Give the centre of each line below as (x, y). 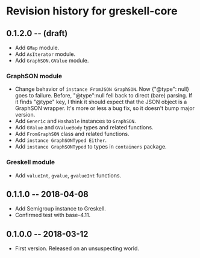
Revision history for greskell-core (92, 11)
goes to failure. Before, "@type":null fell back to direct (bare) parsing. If (104, 96)
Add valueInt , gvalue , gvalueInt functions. (68, 175)
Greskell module (31, 162)
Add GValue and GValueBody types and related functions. (84, 127)
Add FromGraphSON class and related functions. (72, 134)
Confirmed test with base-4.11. (53, 215)
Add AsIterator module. (45, 54)
